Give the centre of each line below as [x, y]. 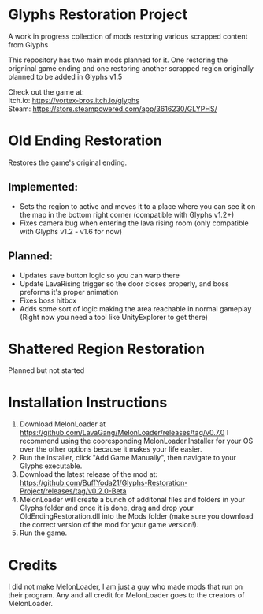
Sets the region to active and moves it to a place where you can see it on [137, 206]
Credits [33, 565]
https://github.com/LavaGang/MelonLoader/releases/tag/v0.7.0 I [124, 433]
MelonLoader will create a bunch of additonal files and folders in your [132, 500]
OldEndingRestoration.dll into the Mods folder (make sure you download [136, 516]
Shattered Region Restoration [106, 349]
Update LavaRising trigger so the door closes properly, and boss [124, 283]
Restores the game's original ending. [68, 162]
